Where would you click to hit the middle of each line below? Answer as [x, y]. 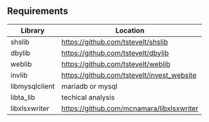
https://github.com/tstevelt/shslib [115, 42]
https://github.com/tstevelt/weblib [116, 64]
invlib [19, 75]
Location [130, 30]
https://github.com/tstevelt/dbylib [115, 52]
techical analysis [88, 97]
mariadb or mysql [89, 86]
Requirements [38, 11]
